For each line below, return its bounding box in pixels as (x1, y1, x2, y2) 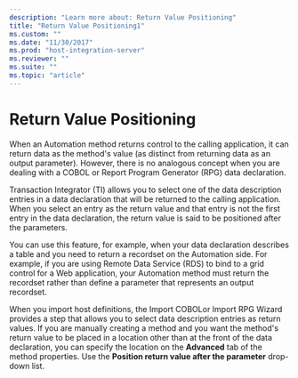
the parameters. (9, 221, 68, 232)
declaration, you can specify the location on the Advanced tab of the (9, 342, 262, 352)
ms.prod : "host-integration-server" (9, 46, 145, 55)
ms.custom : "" (9, 29, 62, 38)
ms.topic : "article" (9, 71, 86, 80)
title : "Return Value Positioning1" (9, 21, 145, 30)
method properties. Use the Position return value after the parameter (9, 350, 267, 361)
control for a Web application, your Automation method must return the (9, 268, 270, 278)
